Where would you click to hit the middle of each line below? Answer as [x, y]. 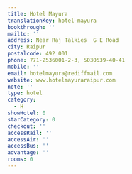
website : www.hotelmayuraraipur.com [61, 80]
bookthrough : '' [31, 27]
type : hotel [25, 93]
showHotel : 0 [27, 113]
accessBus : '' [28, 146]
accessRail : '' [30, 133]
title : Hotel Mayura [38, 14]
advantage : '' [28, 153]
